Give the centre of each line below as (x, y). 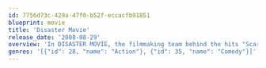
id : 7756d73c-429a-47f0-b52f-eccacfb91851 (79, 15)
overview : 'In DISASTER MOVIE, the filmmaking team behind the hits (123, 45)
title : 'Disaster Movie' (49, 30)
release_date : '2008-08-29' (55, 37)
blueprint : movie (37, 23)
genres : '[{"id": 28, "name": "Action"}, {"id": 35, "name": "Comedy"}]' (133, 52)
